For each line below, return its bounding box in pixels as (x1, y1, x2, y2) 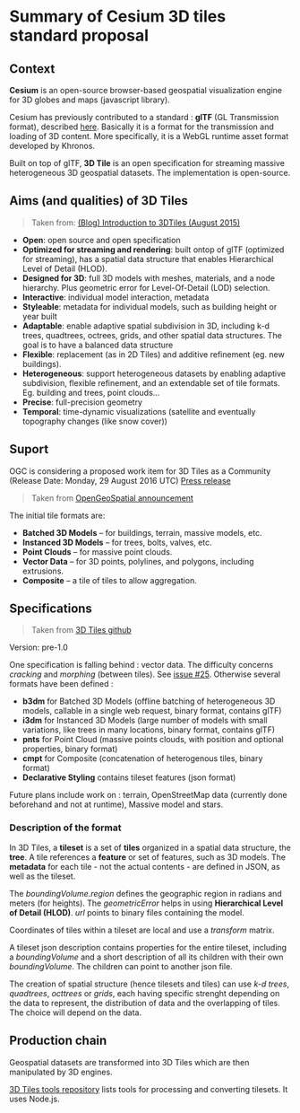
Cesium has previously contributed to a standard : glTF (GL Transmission (9, 112, 279, 122)
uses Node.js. (9, 1093, 60, 1104)
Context (9, 61, 56, 76)
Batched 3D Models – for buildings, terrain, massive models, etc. (21, 527, 262, 538)
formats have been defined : (9, 679, 114, 689)
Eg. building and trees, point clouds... (21, 387, 160, 398)
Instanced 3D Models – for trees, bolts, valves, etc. (21, 537, 212, 548)
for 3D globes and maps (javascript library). (9, 94, 170, 105)
